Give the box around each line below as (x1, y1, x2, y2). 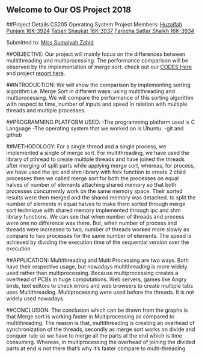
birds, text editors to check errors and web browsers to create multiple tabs (6, 282, 194, 289)
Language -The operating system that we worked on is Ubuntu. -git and (6, 124, 184, 132)
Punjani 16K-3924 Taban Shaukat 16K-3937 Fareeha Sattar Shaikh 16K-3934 (6, 27, 195, 34)
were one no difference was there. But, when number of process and (6, 219, 177, 226)
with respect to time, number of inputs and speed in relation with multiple (6, 100, 188, 108)
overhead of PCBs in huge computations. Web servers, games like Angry (6, 276, 187, 283)
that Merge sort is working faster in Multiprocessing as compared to (6, 312, 175, 320)
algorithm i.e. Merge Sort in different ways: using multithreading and (6, 87, 176, 95)
